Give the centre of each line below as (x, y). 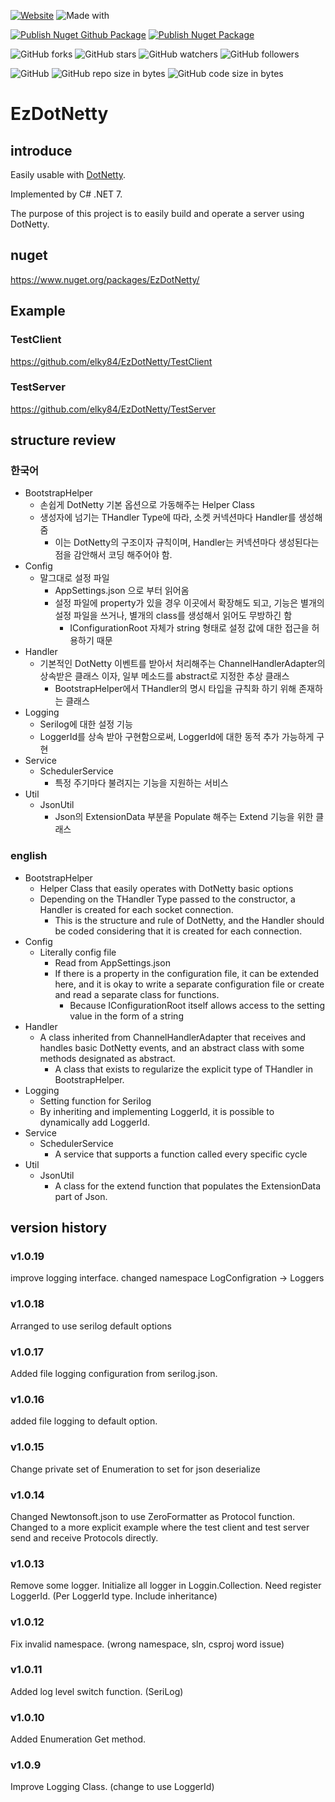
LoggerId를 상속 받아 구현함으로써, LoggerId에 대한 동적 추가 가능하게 (177, 737)
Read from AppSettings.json (112, 962)
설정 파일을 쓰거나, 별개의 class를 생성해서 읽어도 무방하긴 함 (173, 616)
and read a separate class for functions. (137, 994)
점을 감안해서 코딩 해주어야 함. (113, 555)
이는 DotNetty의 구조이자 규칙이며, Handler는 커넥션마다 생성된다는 (187, 542)
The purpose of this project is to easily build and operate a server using (157, 213)
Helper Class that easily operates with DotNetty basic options (166, 888)
